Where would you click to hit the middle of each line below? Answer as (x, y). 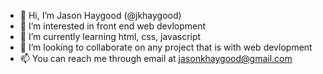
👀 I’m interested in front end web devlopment (113, 26)
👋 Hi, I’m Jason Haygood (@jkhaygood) (100, 15)
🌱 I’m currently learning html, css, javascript (110, 36)
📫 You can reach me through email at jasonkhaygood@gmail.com (156, 58)
